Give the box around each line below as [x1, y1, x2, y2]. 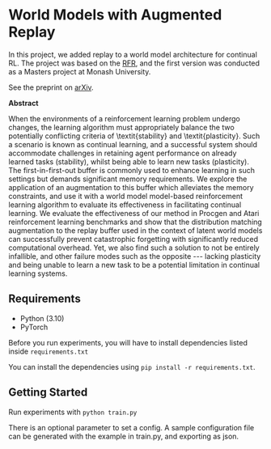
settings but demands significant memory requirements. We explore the [8, 174, 248, 184]
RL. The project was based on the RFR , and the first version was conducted [8, 58, 260, 68]
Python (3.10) [19, 313, 65, 323]
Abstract [8, 98, 39, 108]
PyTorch [19, 322, 49, 332]
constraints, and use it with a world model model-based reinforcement [8, 191, 243, 201]
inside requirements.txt [8, 346, 89, 356]
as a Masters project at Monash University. [8, 66, 151, 76]
